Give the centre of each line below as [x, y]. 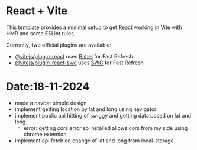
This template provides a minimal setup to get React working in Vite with [94, 27]
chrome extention [45, 134]
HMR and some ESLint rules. [41, 33]
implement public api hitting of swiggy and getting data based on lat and [103, 115]
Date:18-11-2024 [48, 87]
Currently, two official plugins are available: [59, 45]
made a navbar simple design [51, 103]
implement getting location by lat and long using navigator [85, 109]
